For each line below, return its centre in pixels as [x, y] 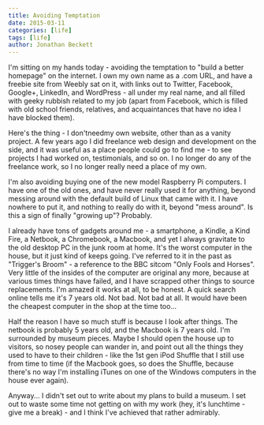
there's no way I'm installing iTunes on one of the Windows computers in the [132, 372]
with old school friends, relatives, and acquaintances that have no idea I [125, 109]
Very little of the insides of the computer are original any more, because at [129, 273]
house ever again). [39, 381]
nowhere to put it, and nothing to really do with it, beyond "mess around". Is [131, 207]
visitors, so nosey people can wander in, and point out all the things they [126, 347]
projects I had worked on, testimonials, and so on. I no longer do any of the [130, 158]
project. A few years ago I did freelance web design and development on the [132, 141]
